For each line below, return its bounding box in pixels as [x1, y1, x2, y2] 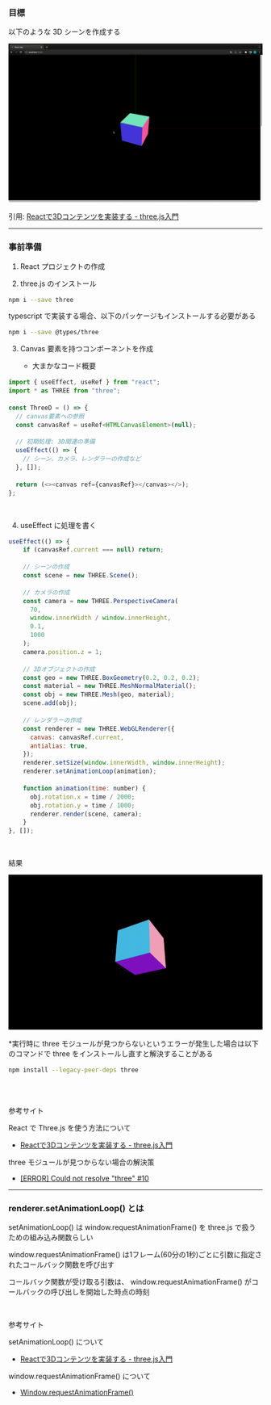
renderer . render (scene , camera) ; [29, 810, 143, 818]
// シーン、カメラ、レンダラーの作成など [23, 455, 141, 463]
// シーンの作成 [23, 563, 70, 571]
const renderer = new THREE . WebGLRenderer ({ [23, 724, 175, 732]
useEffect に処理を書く [19, 520, 97, 530]
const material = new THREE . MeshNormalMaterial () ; [23, 682, 197, 690]
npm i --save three [8, 296, 74, 304]
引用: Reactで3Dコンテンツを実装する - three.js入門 [8, 212, 179, 221]
